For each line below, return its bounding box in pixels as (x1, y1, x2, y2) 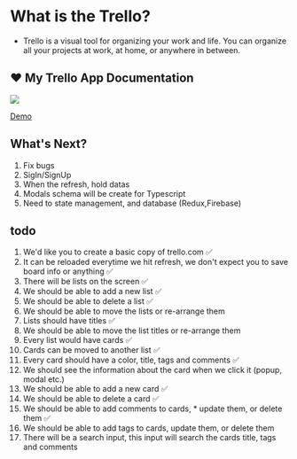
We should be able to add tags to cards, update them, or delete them (22, 423, 275, 433)
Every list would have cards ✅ (22, 335, 133, 346)
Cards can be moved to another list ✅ (22, 345, 160, 355)
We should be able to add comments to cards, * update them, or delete (22, 403, 283, 414)
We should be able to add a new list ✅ (22, 286, 162, 297)
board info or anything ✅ (22, 266, 113, 276)
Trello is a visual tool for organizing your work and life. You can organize (22, 35, 287, 46)
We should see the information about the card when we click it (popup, (22, 365, 283, 376)
